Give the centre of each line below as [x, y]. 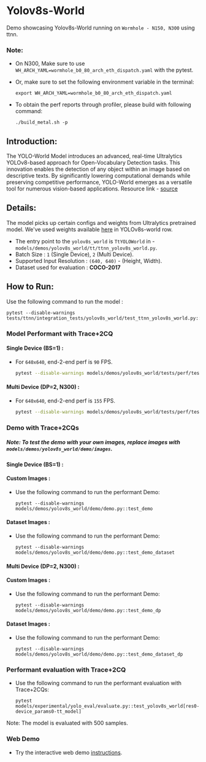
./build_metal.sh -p [41, 123]
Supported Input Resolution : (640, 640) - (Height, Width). [89, 261]
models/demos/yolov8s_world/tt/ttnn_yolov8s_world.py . [86, 248]
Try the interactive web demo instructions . [69, 752]
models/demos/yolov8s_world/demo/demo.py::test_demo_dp [88, 610]
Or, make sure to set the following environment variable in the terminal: [105, 82]
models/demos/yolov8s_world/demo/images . [59, 449]
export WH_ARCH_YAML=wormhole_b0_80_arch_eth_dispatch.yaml [93, 93]
